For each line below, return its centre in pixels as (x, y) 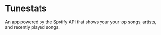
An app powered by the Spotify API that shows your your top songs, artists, (81, 22)
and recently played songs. (32, 27)
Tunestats (26, 9)
